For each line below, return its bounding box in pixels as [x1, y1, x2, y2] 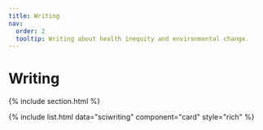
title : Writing [8, 11, 60, 20]
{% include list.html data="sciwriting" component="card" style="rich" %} [8, 112, 255, 122]
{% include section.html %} [8, 97, 101, 106]
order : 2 [15, 27, 46, 35]
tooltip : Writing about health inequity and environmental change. [15, 34, 250, 43]
